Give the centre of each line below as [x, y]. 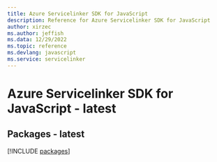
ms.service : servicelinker [46, 59]
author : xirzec [29, 27]
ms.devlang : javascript [42, 53]
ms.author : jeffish [36, 33]
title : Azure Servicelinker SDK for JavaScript [78, 14]
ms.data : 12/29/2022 [37, 40]
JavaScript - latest [62, 108]
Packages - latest [46, 134]
